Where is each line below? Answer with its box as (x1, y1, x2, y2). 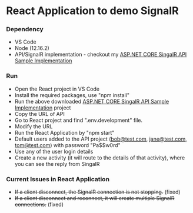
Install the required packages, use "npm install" (14, 91, 129, 98)
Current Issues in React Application (6, 175, 110, 183)
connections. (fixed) (14, 201, 64, 208)
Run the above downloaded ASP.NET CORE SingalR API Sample (14, 98, 169, 105)
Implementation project (14, 104, 71, 111)
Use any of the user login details (14, 148, 94, 155)
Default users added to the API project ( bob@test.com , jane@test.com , (14, 135, 187, 142)
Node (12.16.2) (14, 45, 50, 52)
